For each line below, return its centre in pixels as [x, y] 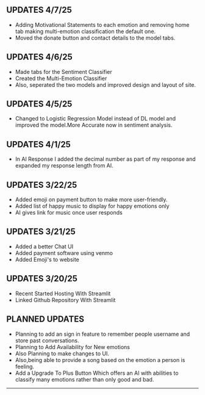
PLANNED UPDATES [45, 319]
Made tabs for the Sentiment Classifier [63, 72]
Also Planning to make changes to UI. [62, 353]
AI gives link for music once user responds [69, 213]
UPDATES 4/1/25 [39, 144]
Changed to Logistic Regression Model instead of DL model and [95, 119]
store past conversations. [47, 340]
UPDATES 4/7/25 [39, 10]
